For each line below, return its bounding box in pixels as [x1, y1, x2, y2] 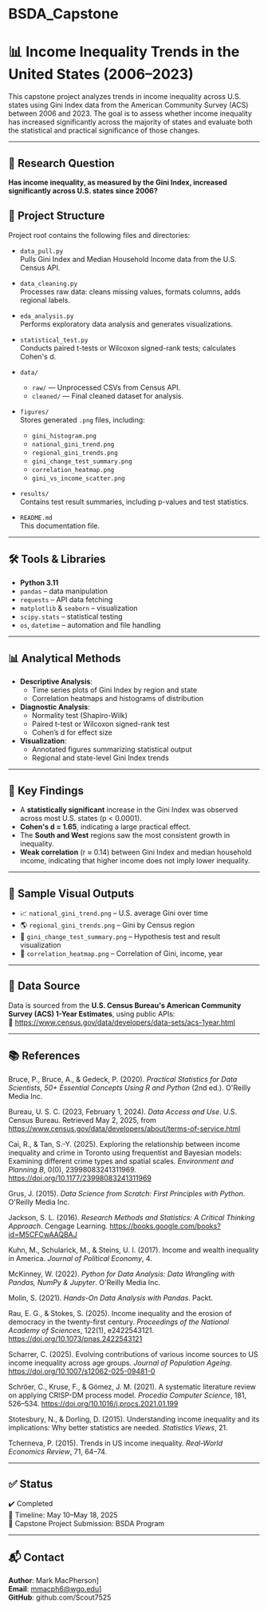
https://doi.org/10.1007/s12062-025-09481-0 [8, 1366, 156, 1376]
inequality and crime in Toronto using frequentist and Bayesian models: [8, 1148, 242, 1157]
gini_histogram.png [31, 432, 97, 440]
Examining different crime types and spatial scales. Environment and [8, 1156, 234, 1166]
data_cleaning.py [19, 280, 78, 287]
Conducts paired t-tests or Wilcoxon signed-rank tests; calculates [19, 343, 237, 352]
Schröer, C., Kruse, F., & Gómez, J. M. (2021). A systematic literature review [8, 1382, 257, 1391]
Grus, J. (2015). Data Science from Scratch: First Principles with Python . [8, 1188, 246, 1198]
